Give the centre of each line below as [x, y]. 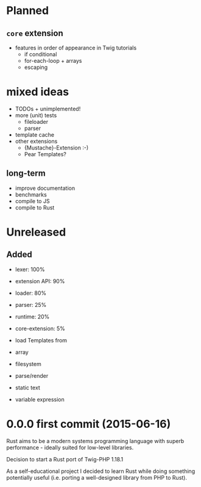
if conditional [41, 54]
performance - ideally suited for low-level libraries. [70, 447]
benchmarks [31, 194]
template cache [35, 134]
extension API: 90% [40, 281]
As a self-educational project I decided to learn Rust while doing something [101, 471]
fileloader [36, 121]
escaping [36, 67]
